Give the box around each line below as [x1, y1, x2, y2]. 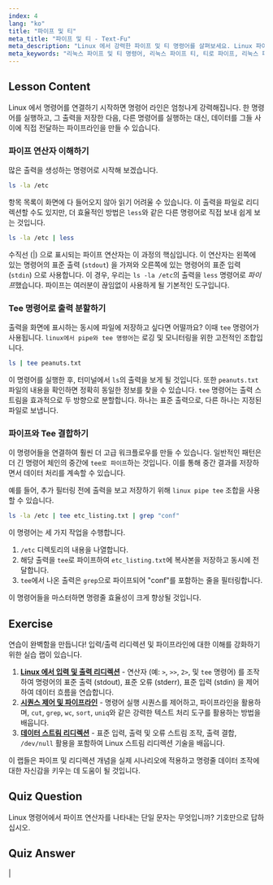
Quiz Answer [8, 847, 76, 861]
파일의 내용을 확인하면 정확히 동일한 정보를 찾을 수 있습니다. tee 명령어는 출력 [8, 385, 253, 395]
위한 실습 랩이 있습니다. [8, 650, 83, 659]
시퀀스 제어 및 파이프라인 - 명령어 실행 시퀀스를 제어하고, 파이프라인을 [19, 698, 240, 708]
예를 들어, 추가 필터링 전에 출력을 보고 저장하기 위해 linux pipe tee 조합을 [8, 485, 245, 495]
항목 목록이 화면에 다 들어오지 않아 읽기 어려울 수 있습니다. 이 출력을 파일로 [8, 197, 245, 207]
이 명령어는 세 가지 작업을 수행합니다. [8, 528, 126, 537]
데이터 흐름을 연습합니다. [35, 687, 115, 697]
